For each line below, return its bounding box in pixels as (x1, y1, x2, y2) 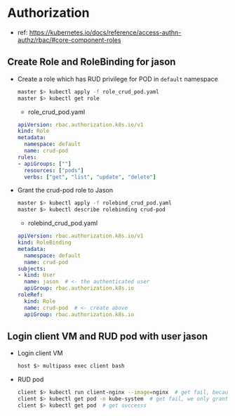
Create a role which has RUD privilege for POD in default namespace (17, 74, 219, 83)
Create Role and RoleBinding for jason (7, 56, 176, 68)
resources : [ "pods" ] (24, 167, 84, 174)
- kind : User (17, 272, 56, 279)
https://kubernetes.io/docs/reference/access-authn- (29, 28, 182, 37)
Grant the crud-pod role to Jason (17, 186, 114, 195)
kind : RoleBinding (17, 239, 72, 246)
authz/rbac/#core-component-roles (17, 35, 121, 44)
